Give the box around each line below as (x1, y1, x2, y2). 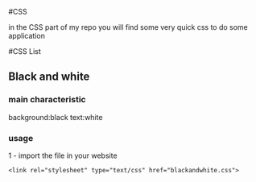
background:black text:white (8, 112, 103, 122)
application (8, 31, 46, 40)
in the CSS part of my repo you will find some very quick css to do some (8, 23, 248, 31)
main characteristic (8, 94, 86, 105)
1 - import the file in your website (8, 151, 118, 160)
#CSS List (8, 47, 42, 56)
